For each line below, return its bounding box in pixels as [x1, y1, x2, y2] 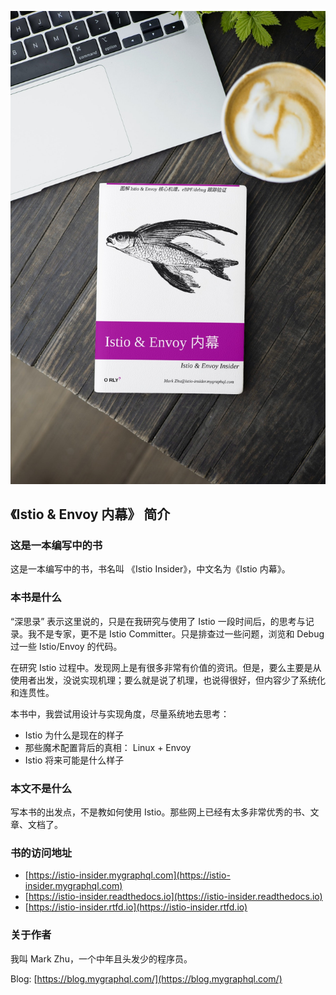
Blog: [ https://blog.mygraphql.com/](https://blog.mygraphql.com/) [10, 972, 283, 985]
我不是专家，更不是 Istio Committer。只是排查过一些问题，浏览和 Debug [27, 627, 325, 640]
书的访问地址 [10, 846, 73, 860]
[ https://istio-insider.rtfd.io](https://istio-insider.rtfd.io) [24, 901, 248, 913]
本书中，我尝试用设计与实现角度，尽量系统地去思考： [10, 707, 230, 720]
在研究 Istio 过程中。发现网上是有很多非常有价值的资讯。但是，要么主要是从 [10, 661, 322, 673]
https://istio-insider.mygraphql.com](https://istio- [28, 869, 231, 881]
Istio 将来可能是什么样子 [24, 754, 125, 766]
